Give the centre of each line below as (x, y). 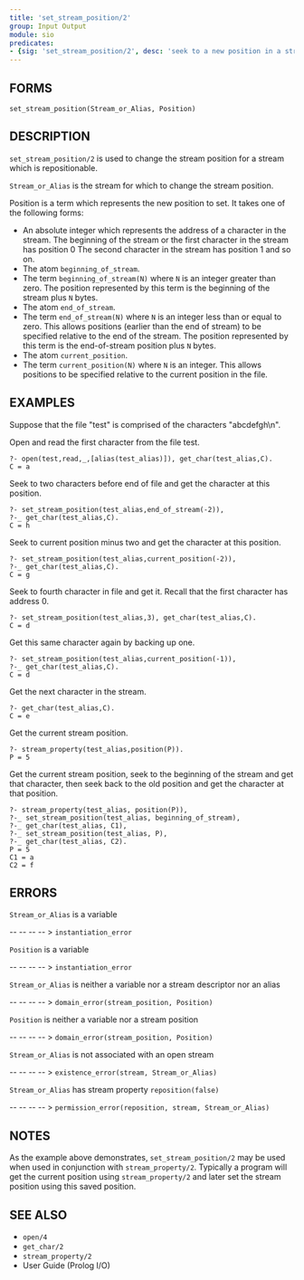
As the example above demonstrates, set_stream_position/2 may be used (147, 1158)
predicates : (32, 43)
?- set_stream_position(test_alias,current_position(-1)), (123, 659)
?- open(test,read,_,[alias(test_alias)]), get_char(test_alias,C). (141, 459)
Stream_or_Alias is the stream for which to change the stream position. (142, 185)
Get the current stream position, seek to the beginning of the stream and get (152, 773)
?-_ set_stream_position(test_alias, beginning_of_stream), (125, 818)
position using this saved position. (73, 1187)
